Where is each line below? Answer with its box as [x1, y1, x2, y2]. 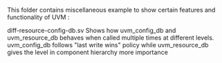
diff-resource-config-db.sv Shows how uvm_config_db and [7, 27, 176, 34]
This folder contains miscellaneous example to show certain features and [7, 6, 216, 14]
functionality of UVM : [7, 13, 70, 21]
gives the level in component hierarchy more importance [7, 48, 168, 56]
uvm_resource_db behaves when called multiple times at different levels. [7, 34, 214, 42]
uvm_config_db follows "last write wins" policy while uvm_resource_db [7, 41, 209, 49]
